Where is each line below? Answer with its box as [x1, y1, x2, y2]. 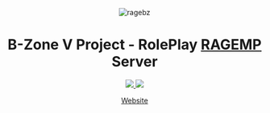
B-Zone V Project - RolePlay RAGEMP [7, 36, 262, 54]
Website [121, 95, 148, 105]
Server [111, 53, 158, 71]
